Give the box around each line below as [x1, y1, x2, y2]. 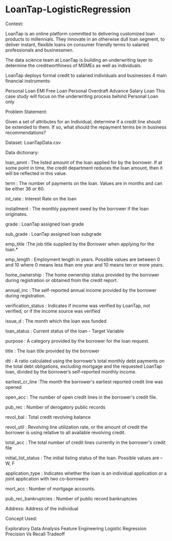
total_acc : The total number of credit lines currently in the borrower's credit [5, 439, 166, 445]
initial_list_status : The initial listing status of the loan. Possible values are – [5, 455, 163, 461]
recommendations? [5, 129, 46, 136]
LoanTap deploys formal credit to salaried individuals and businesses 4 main [5, 72, 167, 78]
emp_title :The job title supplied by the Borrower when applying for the [5, 240, 155, 247]
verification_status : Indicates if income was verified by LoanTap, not [5, 302, 150, 309]
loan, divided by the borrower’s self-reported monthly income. [5, 368, 137, 375]
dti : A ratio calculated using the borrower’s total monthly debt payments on [5, 358, 165, 364]
